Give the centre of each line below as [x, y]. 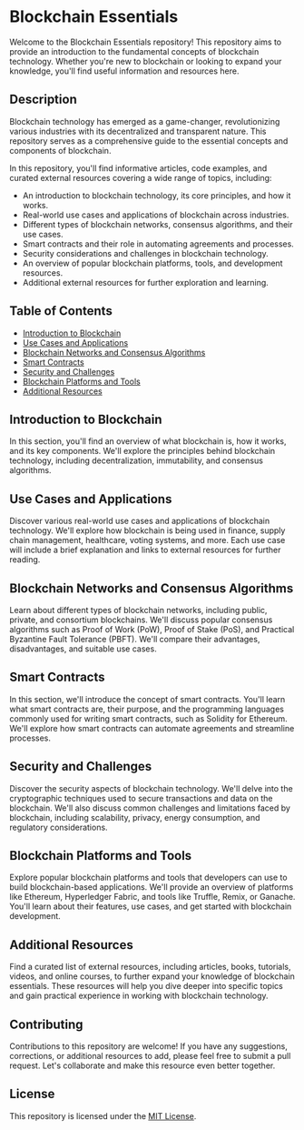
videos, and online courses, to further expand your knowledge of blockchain [152, 976]
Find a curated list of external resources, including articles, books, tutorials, [150, 967]
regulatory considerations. [59, 827]
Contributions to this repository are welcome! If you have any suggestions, [148, 1046]
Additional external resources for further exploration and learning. [146, 282]
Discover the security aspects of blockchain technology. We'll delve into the [151, 788]
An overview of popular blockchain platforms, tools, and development [152, 263]
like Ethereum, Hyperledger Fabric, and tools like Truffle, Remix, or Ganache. [152, 897]
